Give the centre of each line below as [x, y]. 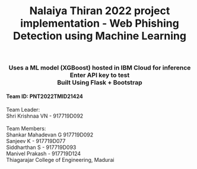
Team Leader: [23, 110]
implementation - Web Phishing [100, 23]
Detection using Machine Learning [100, 36]
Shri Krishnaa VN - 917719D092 [45, 116]
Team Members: [26, 129]
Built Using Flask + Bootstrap [100, 82]
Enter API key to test [100, 75]
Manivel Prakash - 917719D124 [44, 154]
